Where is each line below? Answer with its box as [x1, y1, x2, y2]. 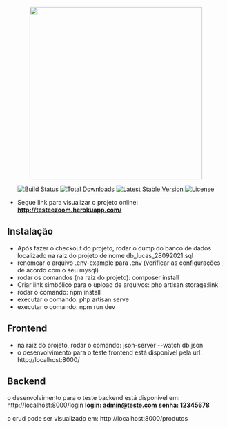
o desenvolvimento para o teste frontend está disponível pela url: [17, 348, 202, 357]
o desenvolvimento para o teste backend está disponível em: [7, 394, 180, 402]
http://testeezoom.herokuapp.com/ [17, 206, 122, 214]
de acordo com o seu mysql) [17, 266, 99, 274]
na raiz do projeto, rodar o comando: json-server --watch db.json [17, 341, 204, 349]
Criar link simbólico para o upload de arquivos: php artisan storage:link [17, 280, 219, 289]
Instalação [7, 226, 54, 237]
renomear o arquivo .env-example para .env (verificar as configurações [17, 259, 221, 267]
